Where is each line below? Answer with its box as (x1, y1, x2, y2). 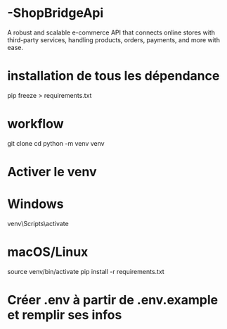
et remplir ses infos (7, 307, 122, 323)
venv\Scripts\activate (7, 219, 69, 228)
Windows (7, 196, 64, 212)
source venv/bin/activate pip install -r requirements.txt (7, 267, 165, 275)
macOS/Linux (7, 244, 89, 260)
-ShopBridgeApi (7, 5, 104, 21)
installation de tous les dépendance (7, 68, 220, 84)
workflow (7, 116, 64, 132)
